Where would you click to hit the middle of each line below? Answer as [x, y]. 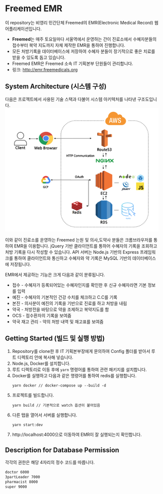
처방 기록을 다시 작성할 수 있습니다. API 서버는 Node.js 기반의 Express [72, 252]
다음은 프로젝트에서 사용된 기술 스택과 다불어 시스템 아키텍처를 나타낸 [71, 99]
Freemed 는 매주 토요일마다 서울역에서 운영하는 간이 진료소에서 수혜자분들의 [84, 39]
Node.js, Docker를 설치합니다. [41, 363]
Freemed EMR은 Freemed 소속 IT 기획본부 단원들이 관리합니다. [72, 63]
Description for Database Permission [62, 450]
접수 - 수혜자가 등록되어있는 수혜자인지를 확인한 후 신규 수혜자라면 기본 [79, 285]
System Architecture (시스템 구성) [56, 87]
